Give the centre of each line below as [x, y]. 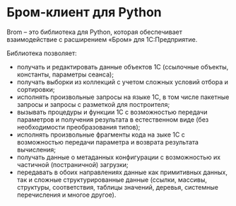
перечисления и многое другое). [66, 195]
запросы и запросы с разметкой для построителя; [93, 104]
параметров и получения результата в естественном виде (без [113, 119]
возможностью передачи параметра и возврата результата [108, 142]
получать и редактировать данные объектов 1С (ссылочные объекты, [123, 67]
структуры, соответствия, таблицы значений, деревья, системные [117, 187]
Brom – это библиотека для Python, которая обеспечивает [95, 32]
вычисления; [36, 149]
